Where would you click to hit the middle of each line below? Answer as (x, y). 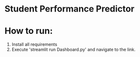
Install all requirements (34, 44)
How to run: (29, 31)
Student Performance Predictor (70, 9)
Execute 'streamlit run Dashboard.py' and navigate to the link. (74, 50)
